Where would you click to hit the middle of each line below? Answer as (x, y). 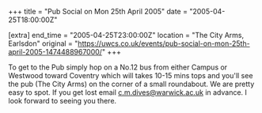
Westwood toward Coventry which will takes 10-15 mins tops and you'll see (131, 75)
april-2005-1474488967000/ (55, 52)
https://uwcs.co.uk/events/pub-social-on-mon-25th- (164, 43)
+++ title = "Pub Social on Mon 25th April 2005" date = (98, 11)
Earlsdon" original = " (43, 43)
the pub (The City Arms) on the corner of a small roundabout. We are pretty (131, 84)
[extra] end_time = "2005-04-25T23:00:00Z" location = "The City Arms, (126, 35)
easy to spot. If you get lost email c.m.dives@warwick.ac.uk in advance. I (128, 92)
